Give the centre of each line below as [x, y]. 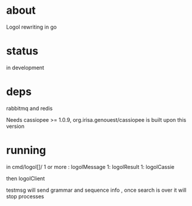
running [26, 150]
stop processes [25, 196]
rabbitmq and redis [30, 108]
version [16, 126]
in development [25, 67]
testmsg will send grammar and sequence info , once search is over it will [96, 190]
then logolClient [26, 178]
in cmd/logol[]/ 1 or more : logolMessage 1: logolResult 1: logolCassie [90, 167]
